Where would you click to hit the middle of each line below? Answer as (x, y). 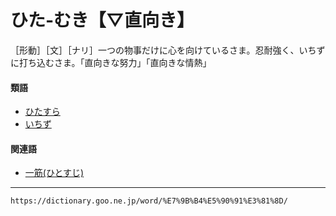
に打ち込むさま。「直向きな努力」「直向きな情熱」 (111, 62)
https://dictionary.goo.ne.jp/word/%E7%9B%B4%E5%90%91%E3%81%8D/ (149, 201)
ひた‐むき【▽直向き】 (102, 20)
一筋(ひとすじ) (54, 173)
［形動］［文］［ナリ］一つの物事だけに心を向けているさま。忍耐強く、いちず (168, 50)
